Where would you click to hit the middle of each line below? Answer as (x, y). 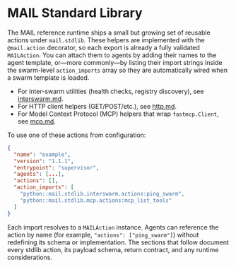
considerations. (30, 257)
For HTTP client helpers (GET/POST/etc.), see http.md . (97, 106)
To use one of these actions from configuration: (77, 135)
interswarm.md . (40, 99)
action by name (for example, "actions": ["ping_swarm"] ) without (103, 235)
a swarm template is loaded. (48, 77)
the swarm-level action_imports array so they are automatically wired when (118, 70)
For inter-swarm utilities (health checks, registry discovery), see (111, 91)
